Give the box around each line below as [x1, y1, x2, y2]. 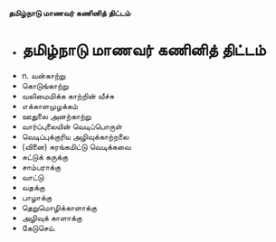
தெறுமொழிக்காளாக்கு [21, 202, 97, 213]
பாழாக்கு [21, 191, 52, 202]
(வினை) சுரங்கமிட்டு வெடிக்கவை [21, 141, 131, 152]
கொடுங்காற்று [21, 80, 69, 91]
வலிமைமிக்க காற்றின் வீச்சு [21, 90, 115, 101]
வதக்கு [21, 181, 46, 192]
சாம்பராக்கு [21, 162, 61, 172]
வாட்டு [21, 172, 44, 182]
